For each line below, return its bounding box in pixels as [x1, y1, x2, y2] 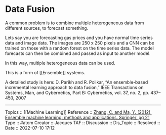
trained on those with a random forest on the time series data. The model [5, 45, 154, 51]
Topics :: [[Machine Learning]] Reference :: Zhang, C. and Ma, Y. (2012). [5, 109, 152, 115]
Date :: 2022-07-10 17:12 [5, 125, 55, 131]
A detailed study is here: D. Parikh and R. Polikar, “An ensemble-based [5, 79, 148, 85]
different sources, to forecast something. [5, 25, 88, 31]
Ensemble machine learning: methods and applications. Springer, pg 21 [5, 114, 150, 120]
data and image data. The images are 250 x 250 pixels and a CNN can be [5, 40, 155, 45]
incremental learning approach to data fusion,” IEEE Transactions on [5, 84, 144, 90]
